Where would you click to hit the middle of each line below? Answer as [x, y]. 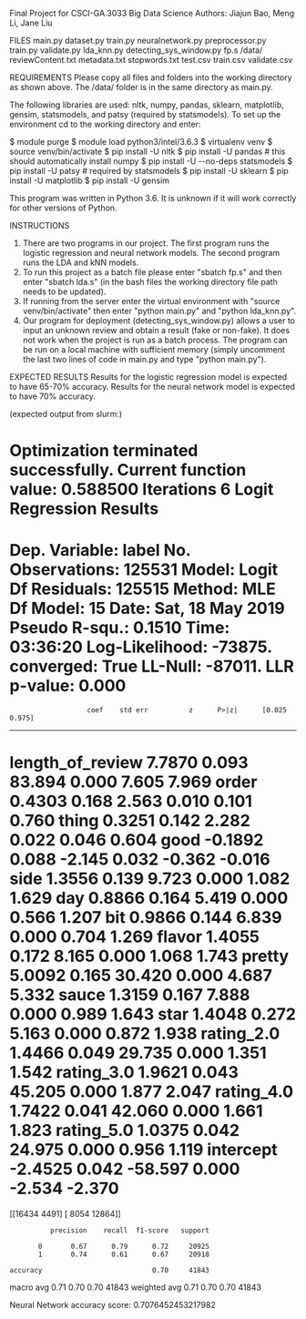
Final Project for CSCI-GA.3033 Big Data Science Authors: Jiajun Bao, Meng [152, 13]
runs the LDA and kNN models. [81, 262]
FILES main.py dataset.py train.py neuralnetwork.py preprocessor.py [138, 41]
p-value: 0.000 [68, 686]
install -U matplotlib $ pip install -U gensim [90, 180]
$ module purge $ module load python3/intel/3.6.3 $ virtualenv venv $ [141, 142]
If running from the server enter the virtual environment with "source [151, 301]
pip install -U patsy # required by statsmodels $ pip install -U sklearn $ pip [149, 171]
